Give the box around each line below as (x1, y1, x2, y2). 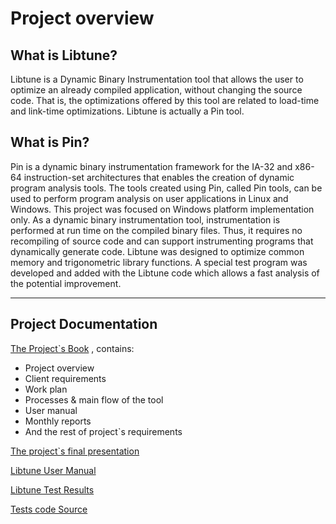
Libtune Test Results (10, 483, 95, 496)
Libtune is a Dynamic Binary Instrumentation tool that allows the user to (10, 73, 304, 85)
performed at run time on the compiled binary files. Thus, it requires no (10, 224, 303, 236)
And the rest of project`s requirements (24, 425, 183, 437)
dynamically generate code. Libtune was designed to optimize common (10, 245, 305, 257)
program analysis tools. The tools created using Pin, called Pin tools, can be (10, 182, 323, 194)
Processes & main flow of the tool (24, 393, 164, 406)
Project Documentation (10, 316, 158, 333)
